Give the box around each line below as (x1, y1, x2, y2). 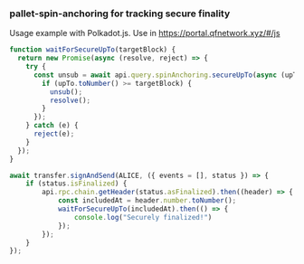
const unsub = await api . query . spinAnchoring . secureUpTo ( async (33, 71, 278, 80)
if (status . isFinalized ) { (25, 179, 128, 188)
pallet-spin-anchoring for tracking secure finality (9, 7, 231, 20)
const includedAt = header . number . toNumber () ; (57, 196, 237, 205)
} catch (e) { (25, 121, 79, 130)
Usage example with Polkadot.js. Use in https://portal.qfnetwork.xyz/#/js (9, 28, 280, 39)
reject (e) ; (33, 129, 75, 138)
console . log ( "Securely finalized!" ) (73, 212, 213, 222)
